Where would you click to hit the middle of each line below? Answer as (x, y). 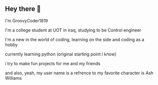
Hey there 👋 (23, 9)
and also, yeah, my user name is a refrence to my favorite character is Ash (79, 73)
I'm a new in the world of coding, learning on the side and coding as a (75, 39)
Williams (13, 78)
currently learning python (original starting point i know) (61, 54)
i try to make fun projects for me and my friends (53, 63)
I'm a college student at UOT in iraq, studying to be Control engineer (73, 30)
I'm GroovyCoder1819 (27, 20)
